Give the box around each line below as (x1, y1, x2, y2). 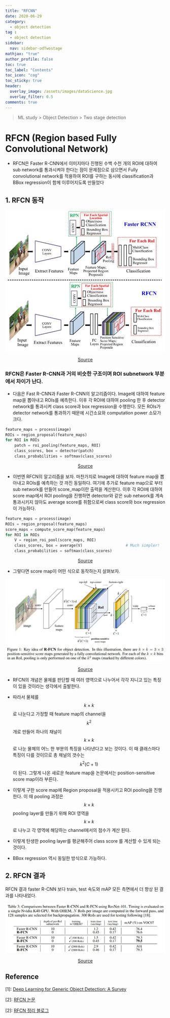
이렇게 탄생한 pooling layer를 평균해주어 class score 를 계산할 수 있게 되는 (12, 838, 161, 844)
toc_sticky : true (5, 78, 42, 84)
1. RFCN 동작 (5, 196, 44, 204)
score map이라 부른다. (12, 776, 58, 782)
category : (5, 19, 26, 24)
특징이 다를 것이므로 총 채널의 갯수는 (12, 752, 85, 758)
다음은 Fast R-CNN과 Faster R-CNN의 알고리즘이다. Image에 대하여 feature (12, 390, 165, 397)
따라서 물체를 (12, 694, 39, 700)
